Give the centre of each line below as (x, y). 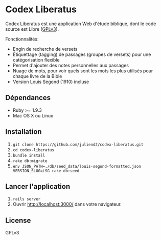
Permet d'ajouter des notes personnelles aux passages (71, 65)
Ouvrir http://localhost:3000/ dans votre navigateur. (67, 204)
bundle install (29, 155)
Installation (24, 132)
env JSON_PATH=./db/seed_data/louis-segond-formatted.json (77, 166)
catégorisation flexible (36, 59)
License (18, 220)
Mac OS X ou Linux (33, 115)
